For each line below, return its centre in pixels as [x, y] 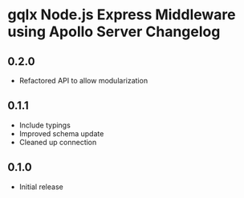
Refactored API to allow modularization [83, 81]
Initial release [41, 187]
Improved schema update [61, 133]
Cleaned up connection [58, 142]
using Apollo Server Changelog [114, 32]
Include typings [45, 125]
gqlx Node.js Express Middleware [122, 15]
